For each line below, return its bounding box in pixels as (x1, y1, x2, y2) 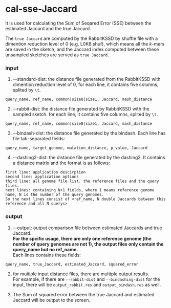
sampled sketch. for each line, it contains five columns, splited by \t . (12, 111, 158, 118)
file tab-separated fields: (12, 136, 65, 142)
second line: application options (5, 174, 79, 180)
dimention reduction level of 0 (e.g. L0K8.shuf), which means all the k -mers (5, 40, 165, 47)
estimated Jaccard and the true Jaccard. (5, 25, 91, 31)
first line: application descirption (5, 170, 86, 175)
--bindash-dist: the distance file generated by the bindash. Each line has (12, 130, 166, 136)
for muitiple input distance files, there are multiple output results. (12, 271, 149, 277)
